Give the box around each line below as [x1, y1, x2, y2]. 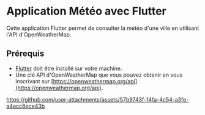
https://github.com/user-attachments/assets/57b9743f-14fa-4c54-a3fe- [6, 96, 189, 103]
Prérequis [6, 49, 45, 59]
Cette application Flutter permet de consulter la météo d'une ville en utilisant [6, 24, 199, 32]
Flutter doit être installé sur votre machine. [15, 64, 122, 72]
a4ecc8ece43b [6, 102, 45, 110]
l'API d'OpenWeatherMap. [6, 30, 72, 38]
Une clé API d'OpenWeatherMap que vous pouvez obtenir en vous [15, 71, 183, 78]
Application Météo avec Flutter [6, 4, 167, 18]
